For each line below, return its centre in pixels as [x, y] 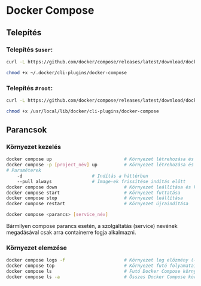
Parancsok [27, 130]
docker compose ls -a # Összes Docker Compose [96, 277]
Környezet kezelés [34, 147]
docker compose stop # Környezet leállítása [95, 198]
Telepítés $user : [30, 50]
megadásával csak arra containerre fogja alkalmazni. [71, 232]
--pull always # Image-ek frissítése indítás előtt [101, 181]
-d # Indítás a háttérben [83, 176]
